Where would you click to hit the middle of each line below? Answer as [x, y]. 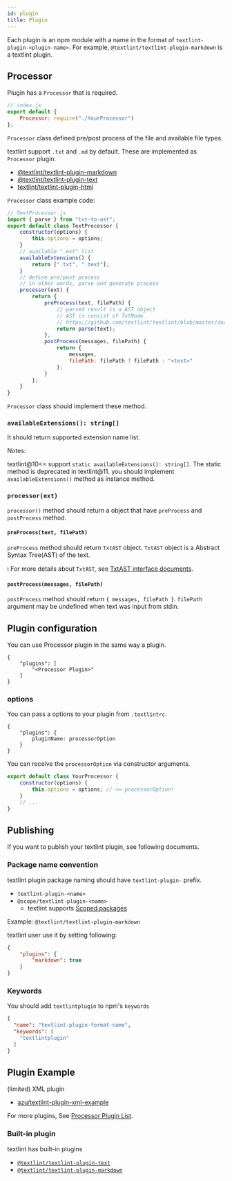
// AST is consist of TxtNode [100, 315]
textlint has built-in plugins [45, 1148]
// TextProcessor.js [37, 213]
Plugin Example [41, 1072]
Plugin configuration [52, 628]
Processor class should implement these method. [77, 406]
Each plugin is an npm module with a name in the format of [91, 39]
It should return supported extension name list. [74, 437]
